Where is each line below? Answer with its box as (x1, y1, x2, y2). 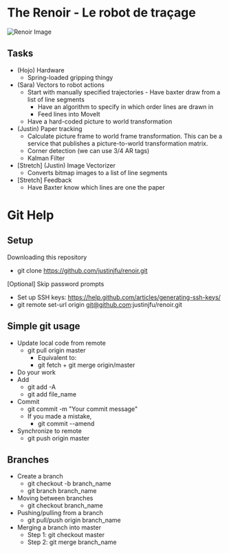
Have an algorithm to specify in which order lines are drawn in (37, 102, 214, 111)
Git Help (7, 207, 54, 223)
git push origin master (27, 434, 90, 442)
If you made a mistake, (27, 412, 92, 420)
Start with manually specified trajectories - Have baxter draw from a (27, 88, 221, 96)
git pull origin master (27, 346, 86, 354)
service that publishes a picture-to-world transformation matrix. (27, 139, 208, 148)
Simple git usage (7, 321, 80, 332)
